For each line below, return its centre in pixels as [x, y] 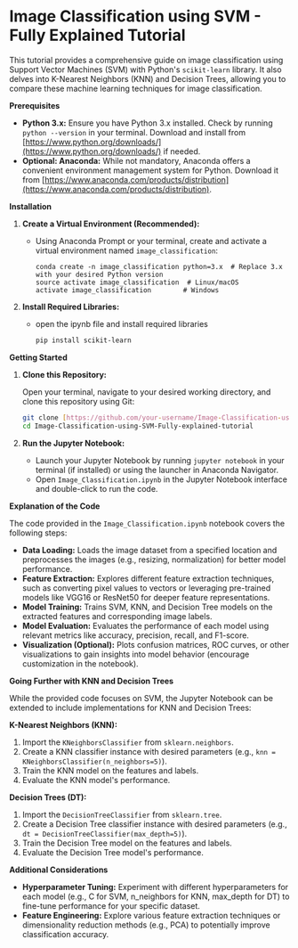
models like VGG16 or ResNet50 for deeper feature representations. [146, 597]
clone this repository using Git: [78, 401]
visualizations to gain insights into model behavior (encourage [136, 654]
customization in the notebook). [81, 663]
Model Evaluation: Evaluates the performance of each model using [145, 625]
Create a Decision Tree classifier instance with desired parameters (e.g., [154, 824]
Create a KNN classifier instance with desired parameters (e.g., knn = [149, 751]
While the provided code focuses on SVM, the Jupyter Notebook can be [141, 698]
